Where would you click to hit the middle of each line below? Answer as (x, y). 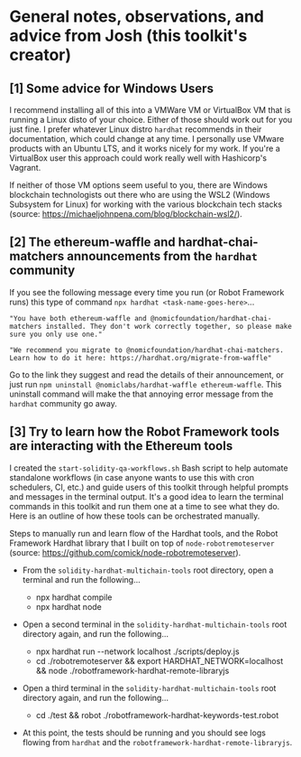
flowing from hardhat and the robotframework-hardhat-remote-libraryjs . (157, 742)
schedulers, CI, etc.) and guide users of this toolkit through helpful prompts (149, 487)
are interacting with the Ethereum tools (121, 446)
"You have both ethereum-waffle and (78, 318)
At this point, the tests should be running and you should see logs (144, 733)
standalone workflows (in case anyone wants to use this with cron (132, 477)
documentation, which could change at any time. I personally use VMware (147, 139)
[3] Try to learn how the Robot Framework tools (145, 432)
